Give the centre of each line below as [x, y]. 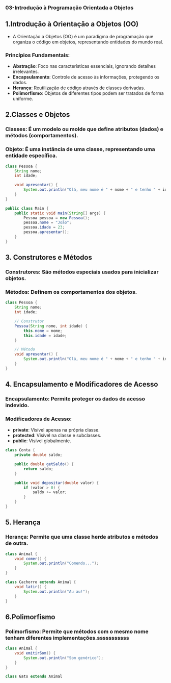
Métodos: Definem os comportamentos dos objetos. [71, 292]
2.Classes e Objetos [38, 115]
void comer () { [31, 559]
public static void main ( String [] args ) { [60, 213]
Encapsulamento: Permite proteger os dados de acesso [75, 399]
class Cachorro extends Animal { [41, 582]
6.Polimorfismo [30, 617]
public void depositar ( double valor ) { [57, 483]
